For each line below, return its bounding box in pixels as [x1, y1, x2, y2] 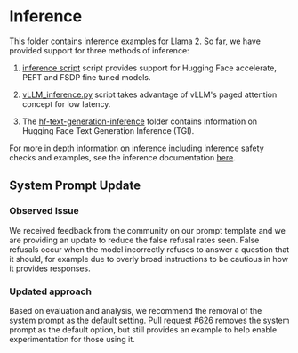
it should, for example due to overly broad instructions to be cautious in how [9, 253, 289, 264]
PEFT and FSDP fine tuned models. [21, 71, 151, 82]
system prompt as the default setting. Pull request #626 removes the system [9, 315, 290, 325]
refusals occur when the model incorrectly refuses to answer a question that [9, 243, 290, 255]
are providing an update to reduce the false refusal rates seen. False [9, 234, 260, 245]
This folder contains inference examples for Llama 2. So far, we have [9, 36, 261, 46]
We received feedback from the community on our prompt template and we [9, 225, 286, 235]
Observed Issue [9, 205, 80, 218]
